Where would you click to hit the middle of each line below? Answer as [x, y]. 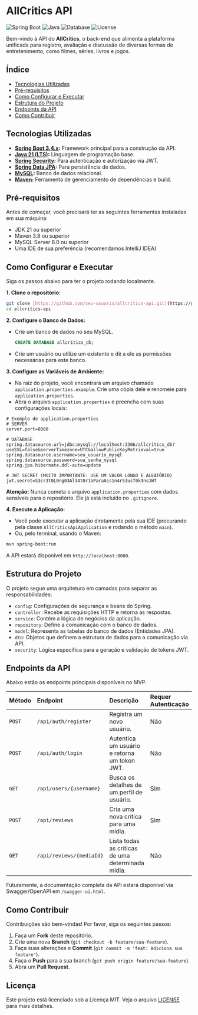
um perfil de [126, 793]
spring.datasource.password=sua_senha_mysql [62, 460]
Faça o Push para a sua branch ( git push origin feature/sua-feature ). [102, 961]
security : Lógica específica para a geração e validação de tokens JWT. [102, 649]
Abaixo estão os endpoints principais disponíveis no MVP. [76, 682]
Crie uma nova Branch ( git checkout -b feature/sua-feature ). [92, 942]
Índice [18, 70]
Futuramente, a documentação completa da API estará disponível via [90, 885]
